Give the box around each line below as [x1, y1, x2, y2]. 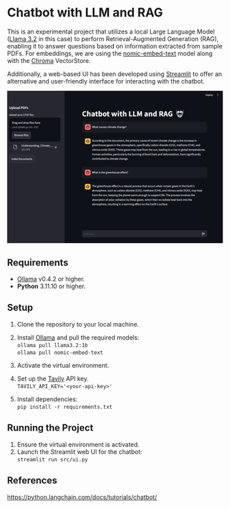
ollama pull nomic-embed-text [16, 349, 104, 356]
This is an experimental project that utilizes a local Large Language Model [7, 27, 215, 36]
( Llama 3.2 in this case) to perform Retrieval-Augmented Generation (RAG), [7, 34, 219, 42]
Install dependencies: [16, 395, 78, 403]
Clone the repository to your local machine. [16, 320, 139, 328]
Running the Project [7, 422, 94, 434]
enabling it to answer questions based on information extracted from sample [7, 42, 222, 50]
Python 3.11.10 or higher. [16, 282, 86, 290]
